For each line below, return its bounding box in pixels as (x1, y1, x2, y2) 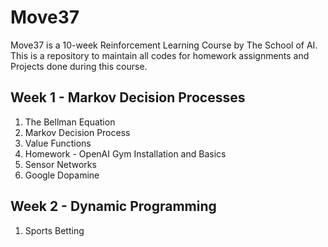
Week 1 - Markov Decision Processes (10, 89, 246, 106)
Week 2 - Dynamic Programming (10, 198, 217, 215)
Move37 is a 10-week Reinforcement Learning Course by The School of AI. (10, 39, 318, 51)
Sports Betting (24, 224, 85, 236)
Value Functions (24, 137, 92, 149)
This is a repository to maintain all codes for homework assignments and (10, 49, 310, 61)
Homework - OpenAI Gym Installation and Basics (24, 147, 227, 160)
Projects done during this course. (10, 60, 148, 72)
